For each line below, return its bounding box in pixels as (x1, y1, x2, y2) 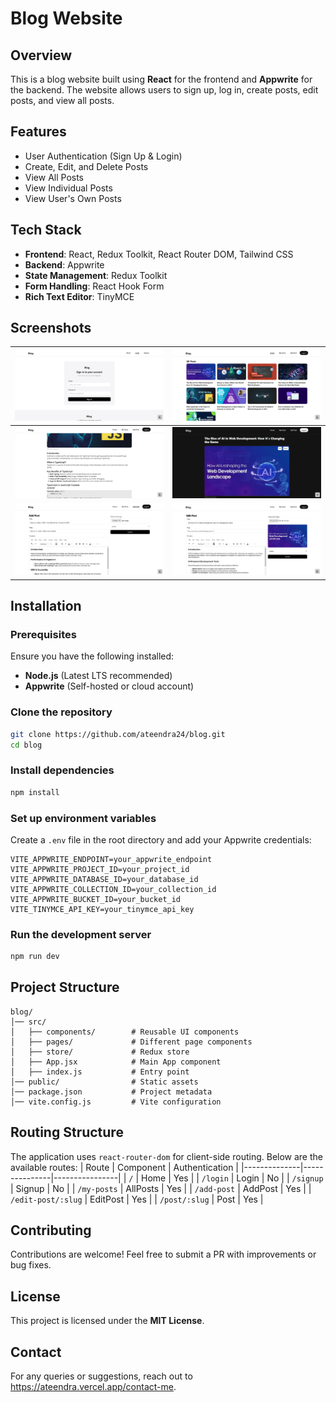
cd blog (10, 740, 43, 750)
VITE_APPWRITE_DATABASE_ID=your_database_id (10, 874, 199, 884)
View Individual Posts (24, 182, 113, 194)
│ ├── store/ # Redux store (10, 1047, 190, 1057)
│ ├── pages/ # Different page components (10, 1037, 253, 1047)
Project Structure (10, 979, 120, 996)
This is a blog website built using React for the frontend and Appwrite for (10, 73, 313, 85)
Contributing (10, 1222, 92, 1239)
